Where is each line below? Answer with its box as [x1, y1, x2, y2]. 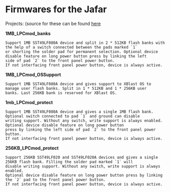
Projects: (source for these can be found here [5, 20, 101, 27]
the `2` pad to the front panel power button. [5, 177, 106, 182]
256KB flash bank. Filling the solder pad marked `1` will [5, 159, 133, 164]
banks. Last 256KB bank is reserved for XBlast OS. [5, 90, 117, 95]
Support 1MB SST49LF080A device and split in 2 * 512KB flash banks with [5, 40, 165, 45]
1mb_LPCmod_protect [5, 99, 53, 105]
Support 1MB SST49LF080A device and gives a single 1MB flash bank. [5, 109, 154, 114]
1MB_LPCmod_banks [5, 30, 51, 36]
